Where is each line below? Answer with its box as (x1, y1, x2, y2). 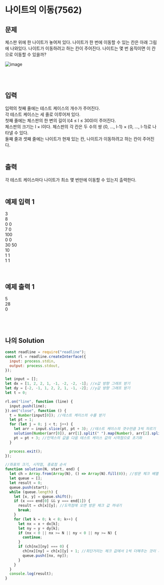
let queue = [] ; (9, 476, 42, 481)
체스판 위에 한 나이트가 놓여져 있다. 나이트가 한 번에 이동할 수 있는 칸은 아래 (5, 40, 148, 45)
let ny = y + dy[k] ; (18, 526, 60, 531)
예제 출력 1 (5, 282, 35, 291)
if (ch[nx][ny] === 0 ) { (18, 544, 69, 549)
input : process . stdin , (9, 359, 56, 363)
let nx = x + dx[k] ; (18, 521, 60, 526)
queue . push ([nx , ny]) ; (22, 553, 69, 558)
